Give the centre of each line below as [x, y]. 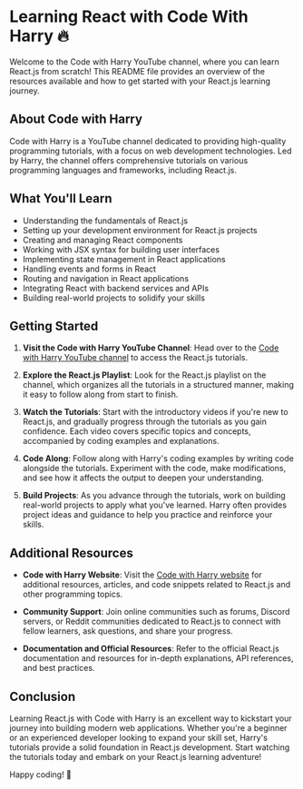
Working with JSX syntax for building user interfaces [121, 249]
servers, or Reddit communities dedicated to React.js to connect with [151, 621]
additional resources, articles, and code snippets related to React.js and [156, 585]
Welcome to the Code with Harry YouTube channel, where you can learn [144, 62]
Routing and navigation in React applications [105, 278]
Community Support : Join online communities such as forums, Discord [156, 612]
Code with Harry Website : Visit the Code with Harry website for [142, 575]
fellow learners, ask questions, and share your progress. [127, 631]
